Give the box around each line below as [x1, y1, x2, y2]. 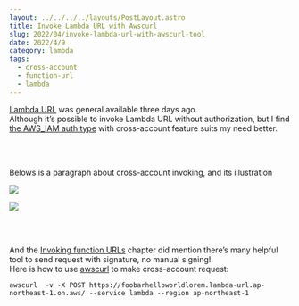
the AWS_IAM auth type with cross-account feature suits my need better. [9, 122, 278, 134]
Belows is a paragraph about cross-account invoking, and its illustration [9, 167, 273, 178]
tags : [9, 54, 29, 63]
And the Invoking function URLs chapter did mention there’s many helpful [9, 244, 278, 255]
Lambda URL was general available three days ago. [9, 103, 198, 114]
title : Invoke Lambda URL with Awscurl [9, 21, 158, 30]
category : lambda [9, 46, 74, 55]
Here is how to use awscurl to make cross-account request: [9, 263, 229, 274]
